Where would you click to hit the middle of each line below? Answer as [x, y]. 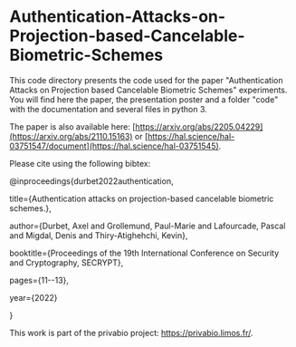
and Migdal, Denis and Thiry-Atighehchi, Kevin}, [99, 235]
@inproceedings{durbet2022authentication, [91, 181]
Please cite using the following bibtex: [80, 163]
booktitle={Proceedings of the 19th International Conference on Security [144, 253]
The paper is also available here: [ [72, 126]
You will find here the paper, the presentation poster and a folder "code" [144, 99]
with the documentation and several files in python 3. [109, 109]
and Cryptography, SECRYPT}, [67, 262]
